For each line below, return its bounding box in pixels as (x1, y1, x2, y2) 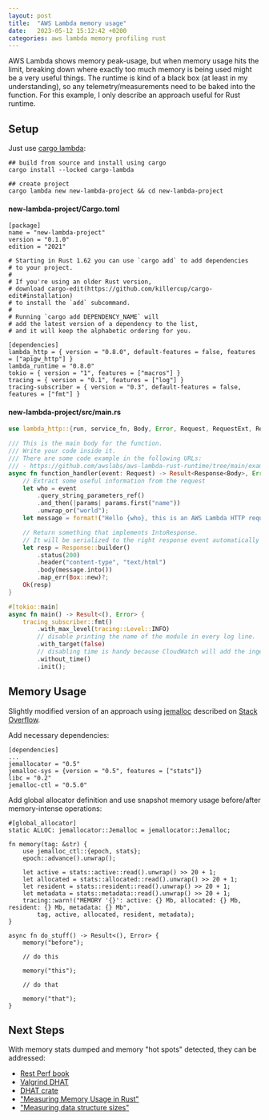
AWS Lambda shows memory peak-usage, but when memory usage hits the (8, 56, 259, 66)
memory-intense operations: (8, 804, 102, 813)
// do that (22, 980, 59, 988)
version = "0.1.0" (8, 236, 70, 244)
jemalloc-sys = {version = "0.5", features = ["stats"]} (8, 767, 203, 775)
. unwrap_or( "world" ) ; (37, 507, 110, 515)
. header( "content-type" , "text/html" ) (37, 559, 167, 567)
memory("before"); (22, 939, 84, 947)
